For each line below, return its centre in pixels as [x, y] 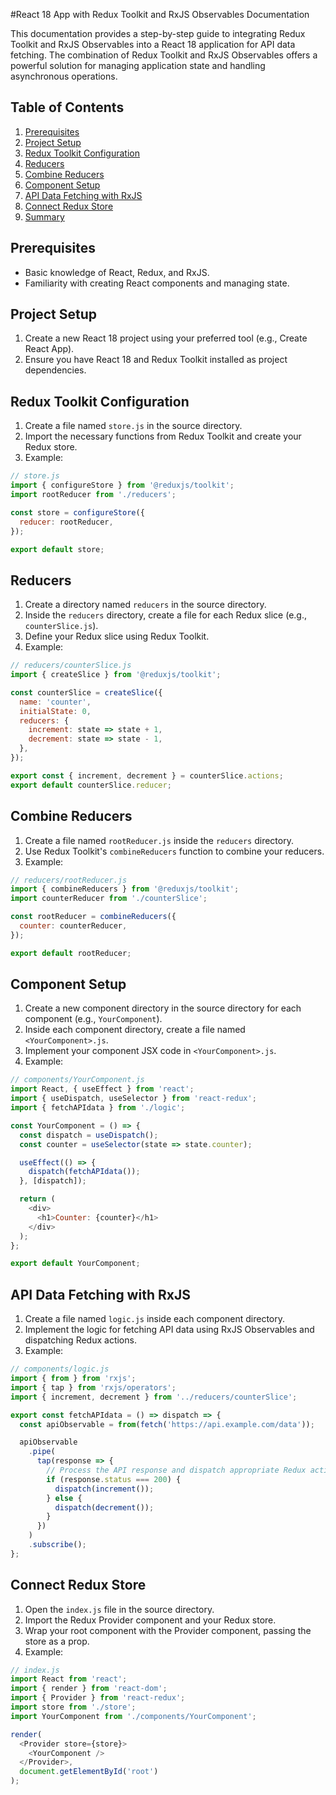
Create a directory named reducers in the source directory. [145, 605]
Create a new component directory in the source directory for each [163, 1008]
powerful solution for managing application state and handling [138, 65]
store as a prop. [57, 1641]
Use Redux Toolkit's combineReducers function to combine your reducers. [174, 851]
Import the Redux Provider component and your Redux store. [150, 1620]
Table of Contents [67, 107]
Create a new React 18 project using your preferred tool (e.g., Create [166, 338]
